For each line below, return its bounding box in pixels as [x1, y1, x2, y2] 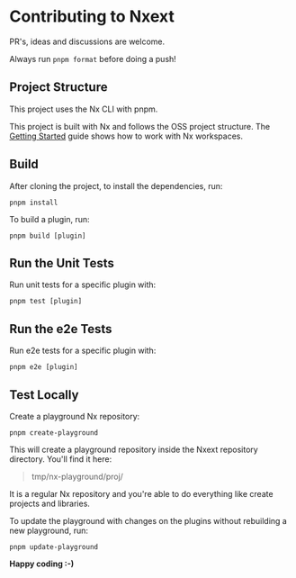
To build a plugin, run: [9, 213, 90, 224]
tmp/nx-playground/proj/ [31, 471, 124, 482]
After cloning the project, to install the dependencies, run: [9, 180, 223, 191]
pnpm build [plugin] [9, 231, 87, 240]
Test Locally [9, 387, 79, 402]
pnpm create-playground [9, 429, 99, 438]
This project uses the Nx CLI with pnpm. [9, 104, 158, 114]
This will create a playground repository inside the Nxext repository [9, 444, 258, 455]
